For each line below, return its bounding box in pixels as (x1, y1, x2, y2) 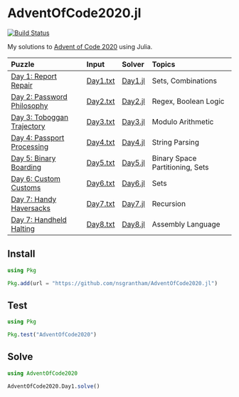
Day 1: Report (11, 71, 57, 81)
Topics (152, 59, 176, 69)
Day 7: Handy (11, 194, 57, 204)
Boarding (11, 162, 41, 172)
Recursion (152, 198, 186, 208)
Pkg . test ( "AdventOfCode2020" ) (7, 331, 97, 339)
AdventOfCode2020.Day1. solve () (7, 383, 100, 390)
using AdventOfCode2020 (7, 369, 78, 377)
